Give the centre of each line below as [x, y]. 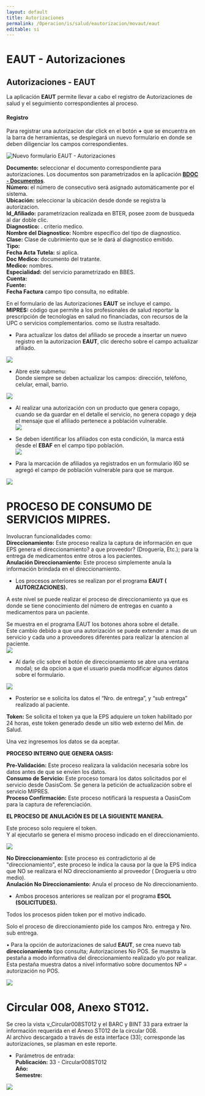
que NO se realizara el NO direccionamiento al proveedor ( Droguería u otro [102, 871]
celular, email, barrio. [42, 385]
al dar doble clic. [27, 220]
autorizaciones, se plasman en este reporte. [62, 1044]
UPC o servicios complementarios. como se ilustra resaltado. [83, 323]
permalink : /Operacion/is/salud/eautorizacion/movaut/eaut [83, 23]
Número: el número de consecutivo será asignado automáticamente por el [100, 187]
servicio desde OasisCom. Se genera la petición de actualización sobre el [99, 785]
